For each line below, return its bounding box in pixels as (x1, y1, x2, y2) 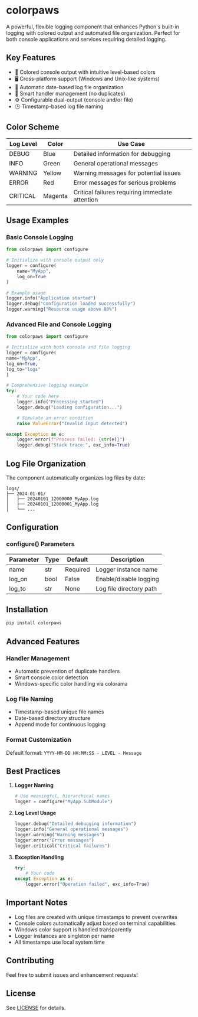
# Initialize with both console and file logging (6, 344, 131, 350)
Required (64, 565, 90, 573)
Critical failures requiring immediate (73, 188, 173, 196)
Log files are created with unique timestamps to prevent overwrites (14, 913, 178, 920)
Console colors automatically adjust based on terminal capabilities (14, 920, 176, 927)
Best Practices (6, 766, 61, 777)
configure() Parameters (6, 540, 75, 548)
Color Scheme (6, 122, 60, 132)
